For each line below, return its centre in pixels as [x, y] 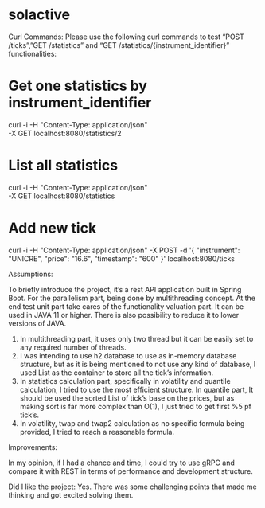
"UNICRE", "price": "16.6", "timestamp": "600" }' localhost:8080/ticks [121, 258]
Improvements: [33, 447]
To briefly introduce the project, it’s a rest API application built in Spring [125, 289]
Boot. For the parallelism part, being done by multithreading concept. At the [132, 298]
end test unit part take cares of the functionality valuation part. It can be [126, 306]
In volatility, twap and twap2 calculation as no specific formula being [132, 423]
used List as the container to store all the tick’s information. [117, 373]
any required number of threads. [73, 347]
